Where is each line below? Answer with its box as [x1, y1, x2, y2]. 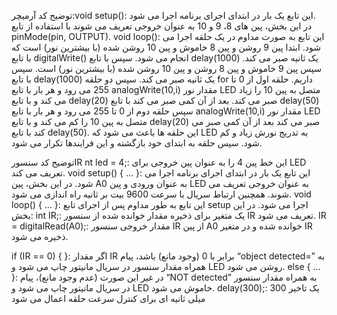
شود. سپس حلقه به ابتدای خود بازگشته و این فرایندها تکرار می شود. [11, 137, 263, 149]
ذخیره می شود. [11, 231, 69, 242]
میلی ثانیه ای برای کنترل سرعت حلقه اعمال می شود [11, 293, 206, 304]
